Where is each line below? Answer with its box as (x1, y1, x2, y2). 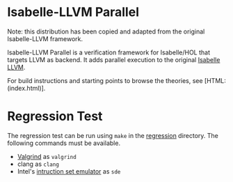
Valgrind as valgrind (17, 152, 77, 160)
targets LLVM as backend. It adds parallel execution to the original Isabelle (7, 55, 220, 63)
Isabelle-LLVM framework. (7, 34, 83, 43)
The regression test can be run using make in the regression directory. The (7, 131, 219, 139)
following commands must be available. (7, 139, 120, 147)
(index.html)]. (7, 84, 46, 92)
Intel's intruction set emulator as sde (17, 167, 121, 175)
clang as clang (17, 160, 59, 168)
